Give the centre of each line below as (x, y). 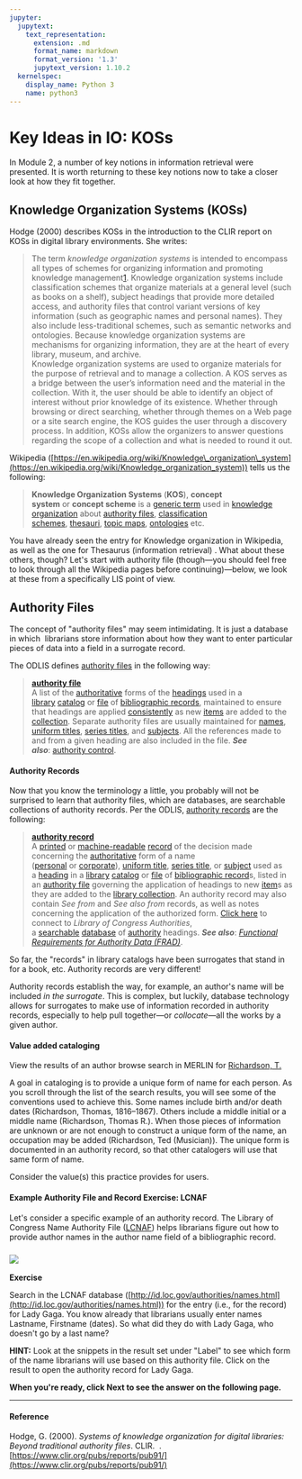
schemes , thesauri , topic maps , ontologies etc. (118, 523)
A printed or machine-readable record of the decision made (142, 847)
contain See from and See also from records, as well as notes (145, 904)
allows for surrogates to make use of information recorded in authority (139, 1006)
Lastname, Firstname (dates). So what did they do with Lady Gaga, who (142, 1323)
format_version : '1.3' (75, 59)
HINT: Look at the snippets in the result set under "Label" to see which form (150, 1350)
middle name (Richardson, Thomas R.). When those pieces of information (145, 1121)
